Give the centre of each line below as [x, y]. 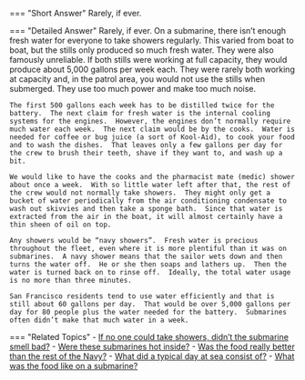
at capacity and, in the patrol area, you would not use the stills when [137, 79]
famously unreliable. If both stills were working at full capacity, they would [148, 60]
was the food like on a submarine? [74, 366]
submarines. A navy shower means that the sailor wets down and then [146, 256]
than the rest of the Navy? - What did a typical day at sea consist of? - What [152, 356]
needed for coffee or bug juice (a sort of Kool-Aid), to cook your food [152, 137]
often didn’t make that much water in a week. [99, 320]
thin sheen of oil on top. [61, 225]
